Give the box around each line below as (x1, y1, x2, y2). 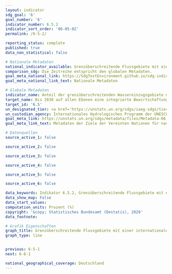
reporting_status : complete (5, 40, 66, 46)
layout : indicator (5, 7, 45, 13)
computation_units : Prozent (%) (5, 204, 74, 210)
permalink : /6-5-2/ (5, 31, 47, 36)
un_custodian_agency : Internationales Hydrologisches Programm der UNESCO (5, 111, 168, 117)
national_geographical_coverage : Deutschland (5, 261, 104, 266)
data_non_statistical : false (5, 50, 68, 55)
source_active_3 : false (5, 153, 56, 159)
